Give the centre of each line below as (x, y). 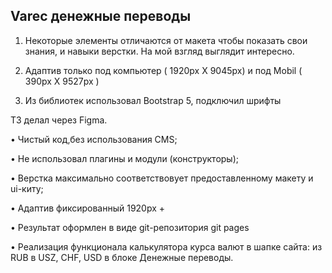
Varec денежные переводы (101, 16)
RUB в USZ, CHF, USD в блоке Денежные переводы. (122, 257)
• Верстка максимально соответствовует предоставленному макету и (162, 178)
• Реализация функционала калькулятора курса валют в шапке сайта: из (166, 246)
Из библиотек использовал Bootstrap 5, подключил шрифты (153, 100)
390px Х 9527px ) (62, 81)
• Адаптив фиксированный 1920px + (88, 208)
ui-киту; (27, 188)
